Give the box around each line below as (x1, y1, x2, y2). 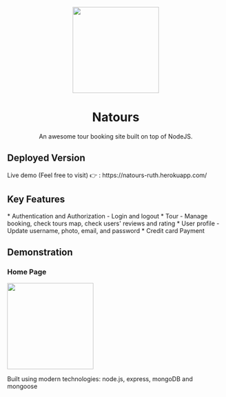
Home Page (7, 267, 47, 276)
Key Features (7, 194, 65, 205)
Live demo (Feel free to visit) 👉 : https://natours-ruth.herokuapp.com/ (7, 171, 207, 179)
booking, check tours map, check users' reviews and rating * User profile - (7, 219, 220, 227)
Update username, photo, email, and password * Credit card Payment (7, 226, 205, 234)
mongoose (7, 383, 38, 391)
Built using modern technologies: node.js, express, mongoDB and (7, 375, 193, 383)
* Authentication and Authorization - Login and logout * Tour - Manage (7, 212, 208, 220)
